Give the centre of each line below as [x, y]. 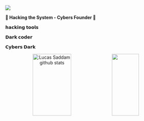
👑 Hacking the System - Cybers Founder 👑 [51, 17]
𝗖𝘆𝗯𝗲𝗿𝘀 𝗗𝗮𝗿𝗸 [20, 47]
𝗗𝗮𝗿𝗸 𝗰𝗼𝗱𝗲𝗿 [19, 37]
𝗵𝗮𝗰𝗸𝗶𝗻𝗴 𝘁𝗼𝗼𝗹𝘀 [22, 27]
